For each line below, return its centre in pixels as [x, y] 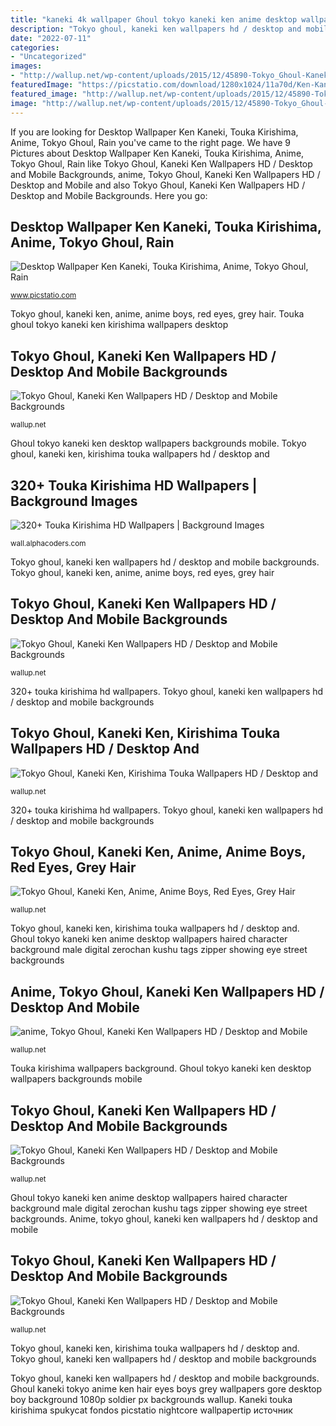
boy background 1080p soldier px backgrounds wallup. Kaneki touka [151, 1399]
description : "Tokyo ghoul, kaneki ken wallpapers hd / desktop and [156, 29]
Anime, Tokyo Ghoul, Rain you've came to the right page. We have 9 [151, 142]
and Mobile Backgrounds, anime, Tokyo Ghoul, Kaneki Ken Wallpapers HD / [165, 174]
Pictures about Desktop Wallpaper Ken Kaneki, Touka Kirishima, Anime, [157, 153]
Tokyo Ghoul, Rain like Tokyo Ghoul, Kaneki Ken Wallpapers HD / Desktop [161, 163]
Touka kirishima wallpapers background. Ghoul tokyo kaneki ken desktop [161, 1068]
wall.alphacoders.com [48, 543]
